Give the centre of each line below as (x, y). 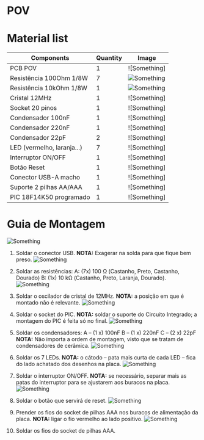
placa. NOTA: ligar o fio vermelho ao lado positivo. (79, 419)
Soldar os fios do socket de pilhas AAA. (65, 431)
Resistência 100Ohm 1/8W (49, 78)
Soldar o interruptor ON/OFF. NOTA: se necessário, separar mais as (101, 376)
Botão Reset (27, 167)
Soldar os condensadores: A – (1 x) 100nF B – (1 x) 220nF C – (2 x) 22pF (106, 333)
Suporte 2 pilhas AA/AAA (46, 187)
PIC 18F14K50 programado (50, 197)
